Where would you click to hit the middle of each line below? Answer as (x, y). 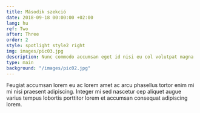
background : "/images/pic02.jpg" (48, 68)
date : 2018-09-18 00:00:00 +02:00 (50, 18)
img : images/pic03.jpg (35, 51)
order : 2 (17, 40)
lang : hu (17, 23)
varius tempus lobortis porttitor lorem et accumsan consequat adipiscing (97, 98)
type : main (20, 62)
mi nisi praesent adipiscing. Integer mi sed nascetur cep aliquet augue (94, 92)
